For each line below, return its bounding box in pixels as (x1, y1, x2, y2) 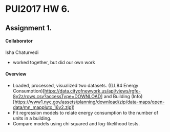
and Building (103, 93, 131, 99)
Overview (5, 71, 27, 77)
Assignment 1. (5, 24, 52, 32)
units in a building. (12, 115, 52, 121)
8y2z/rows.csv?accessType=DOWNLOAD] (12, 93, 103, 99)
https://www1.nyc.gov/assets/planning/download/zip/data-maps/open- (14, 99, 165, 105)
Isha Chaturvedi (5, 49, 39, 55)
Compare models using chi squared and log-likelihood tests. (12, 120, 140, 126)
